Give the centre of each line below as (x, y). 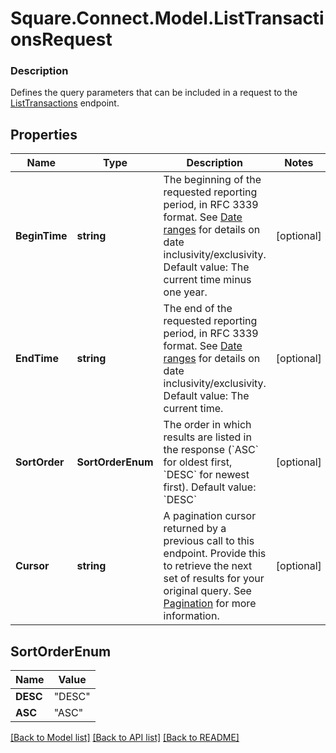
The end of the (198, 309)
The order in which (207, 425)
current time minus (207, 280)
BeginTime (41, 236)
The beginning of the (212, 180)
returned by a (195, 529)
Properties (44, 134)
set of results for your (214, 579)
